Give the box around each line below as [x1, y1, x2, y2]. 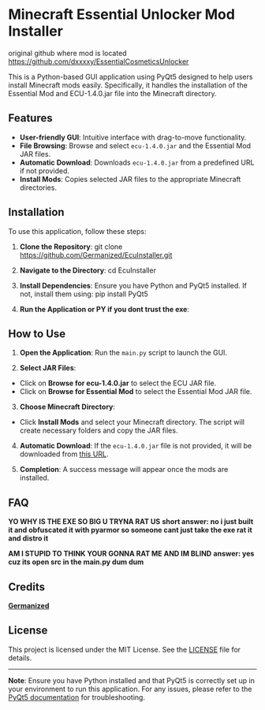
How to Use [8, 327, 66, 340]
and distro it [8, 533, 49, 543]
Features [8, 112, 53, 125]
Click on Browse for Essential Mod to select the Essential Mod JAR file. [19, 387, 252, 396]
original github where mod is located [8, 48, 128, 58]
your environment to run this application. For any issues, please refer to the [8, 684, 252, 693]
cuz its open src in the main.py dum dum [8, 557, 144, 567]
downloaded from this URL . [19, 449, 109, 459]
